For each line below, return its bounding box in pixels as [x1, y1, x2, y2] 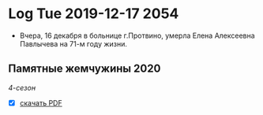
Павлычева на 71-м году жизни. [19, 39, 128, 48]
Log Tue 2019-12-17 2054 [8, 5, 179, 23]
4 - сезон [8, 83, 36, 92]
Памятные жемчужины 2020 [8, 62, 161, 76]
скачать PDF [19, 98, 62, 107]
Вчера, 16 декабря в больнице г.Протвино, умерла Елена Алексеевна [19, 31, 255, 40]
